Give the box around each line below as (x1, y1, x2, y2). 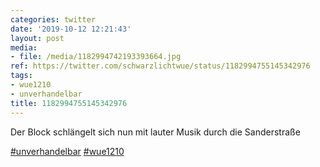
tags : (10, 71, 33, 81)
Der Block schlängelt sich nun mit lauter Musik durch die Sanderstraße (10, 126, 301, 138)
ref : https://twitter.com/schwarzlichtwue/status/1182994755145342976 (10, 61, 311, 71)
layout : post (10, 33, 65, 43)
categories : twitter (10, 14, 97, 25)
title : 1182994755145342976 (10, 98, 128, 108)
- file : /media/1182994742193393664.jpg (10, 52, 182, 62)
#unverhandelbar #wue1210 (10, 145, 125, 157)
